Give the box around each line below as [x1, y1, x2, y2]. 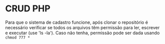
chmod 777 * [5, 35, 30, 40]
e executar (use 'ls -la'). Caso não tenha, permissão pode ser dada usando [5, 30, 160, 36]
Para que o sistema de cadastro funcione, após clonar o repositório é [5, 19, 148, 25]
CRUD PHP [5, 3, 51, 14]
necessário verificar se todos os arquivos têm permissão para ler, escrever [5, 24, 160, 30]
